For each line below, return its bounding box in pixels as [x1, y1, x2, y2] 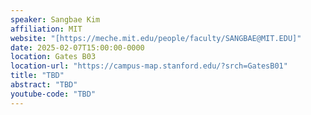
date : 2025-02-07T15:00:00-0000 [10, 42, 145, 53]
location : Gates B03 [10, 52, 97, 62]
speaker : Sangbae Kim [10, 14, 101, 25]
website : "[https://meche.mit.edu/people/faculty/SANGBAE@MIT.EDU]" [10, 33, 302, 43]
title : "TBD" [10, 71, 65, 81]
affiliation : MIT [10, 24, 83, 34]
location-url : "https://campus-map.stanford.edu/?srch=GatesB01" [10, 61, 288, 71]
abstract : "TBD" [10, 80, 78, 90]
